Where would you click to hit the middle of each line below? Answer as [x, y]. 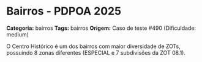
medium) [18, 34]
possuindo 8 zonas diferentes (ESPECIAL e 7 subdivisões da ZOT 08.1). [96, 52]
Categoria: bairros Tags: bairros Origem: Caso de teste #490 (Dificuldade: [101, 28]
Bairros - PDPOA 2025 [64, 11]
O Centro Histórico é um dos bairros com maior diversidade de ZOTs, [93, 46]
